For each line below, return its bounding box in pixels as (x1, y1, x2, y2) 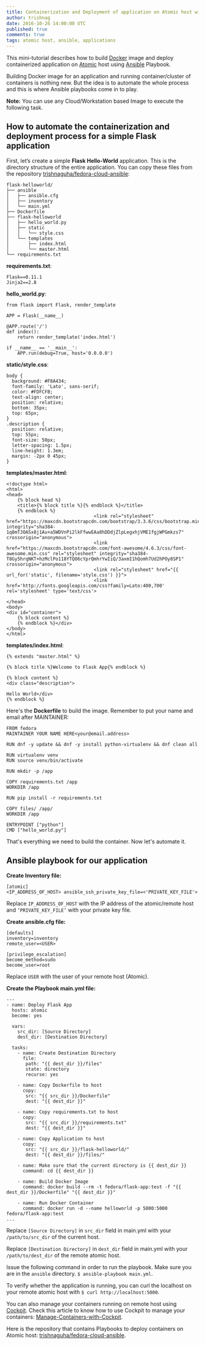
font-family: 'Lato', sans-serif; (12, 383, 99, 389)
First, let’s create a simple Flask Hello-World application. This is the (6, 157, 177, 164)
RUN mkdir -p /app (6, 768, 53, 774)
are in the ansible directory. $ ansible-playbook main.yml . (6, 1270, 153, 1277)
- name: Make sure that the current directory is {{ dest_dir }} (17, 1162, 187, 1169)
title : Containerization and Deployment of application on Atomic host (6, 9, 192, 15)
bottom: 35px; (12, 404, 48, 411)
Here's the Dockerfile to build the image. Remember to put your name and (6, 707, 193, 714)
